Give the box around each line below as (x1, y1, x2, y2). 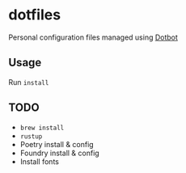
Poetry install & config (19, 139, 95, 149)
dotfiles (8, 6, 61, 24)
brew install (19, 124, 65, 132)
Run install (8, 77, 49, 86)
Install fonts (19, 156, 59, 167)
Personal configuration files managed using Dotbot (8, 32, 178, 42)
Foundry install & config (19, 148, 99, 158)
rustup (19, 132, 43, 141)
